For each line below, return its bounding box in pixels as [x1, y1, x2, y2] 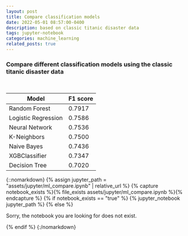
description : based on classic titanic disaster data [6, 24, 140, 31]
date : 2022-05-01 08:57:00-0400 [6, 19, 84, 25]
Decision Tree [9, 161, 47, 170]
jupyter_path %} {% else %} [6, 201, 74, 208]
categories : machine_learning [6, 36, 80, 41]
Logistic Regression [9, 114, 63, 122]
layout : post [6, 8, 38, 15]
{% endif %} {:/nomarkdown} [6, 224, 76, 231]
